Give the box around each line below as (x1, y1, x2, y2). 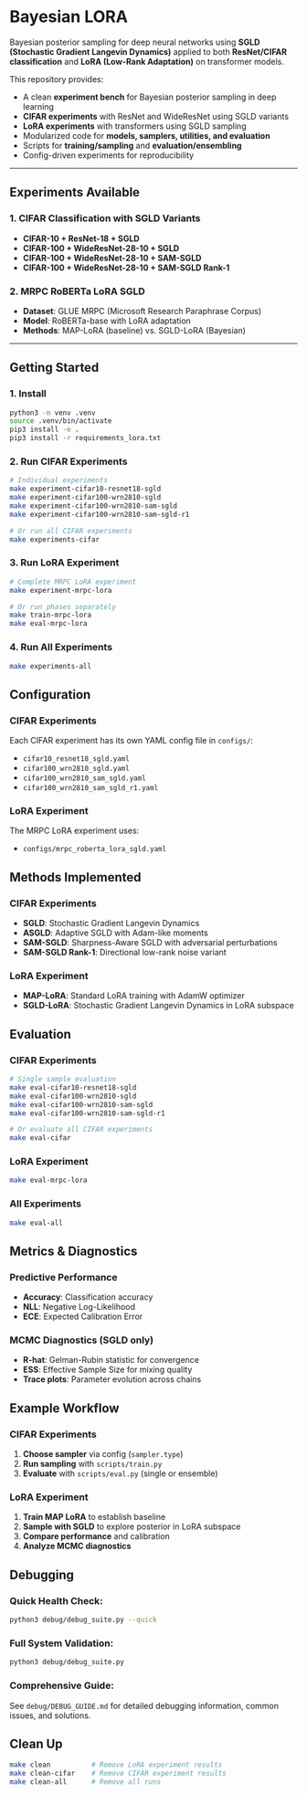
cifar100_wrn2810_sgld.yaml (22, 765, 130, 774)
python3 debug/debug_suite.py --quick (9, 1615, 157, 1625)
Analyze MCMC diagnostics (22, 1541, 132, 1552)
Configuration (9, 687, 91, 702)
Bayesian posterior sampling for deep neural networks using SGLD (9, 37, 260, 47)
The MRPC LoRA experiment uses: (9, 825, 140, 837)
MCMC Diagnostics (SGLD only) (9, 1334, 154, 1346)
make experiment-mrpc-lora (9, 586, 112, 595)
